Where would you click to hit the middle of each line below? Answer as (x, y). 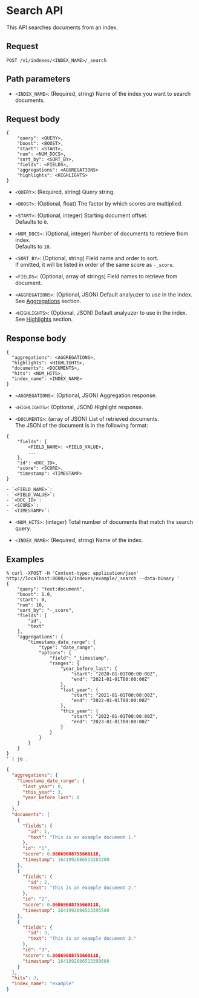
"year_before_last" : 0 (51, 798)
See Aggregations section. (48, 301)
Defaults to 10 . (33, 247)
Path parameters (38, 79)
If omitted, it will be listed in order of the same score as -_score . (94, 265)
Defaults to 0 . (31, 222)
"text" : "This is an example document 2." (82, 888)
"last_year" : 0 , (43, 786)
